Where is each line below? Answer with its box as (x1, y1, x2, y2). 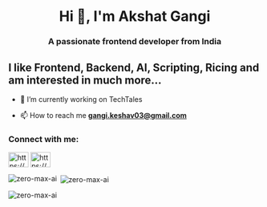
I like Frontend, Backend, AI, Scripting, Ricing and (8, 60, 260, 75)
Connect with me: (8, 133, 79, 144)
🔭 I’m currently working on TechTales (19, 94, 143, 103)
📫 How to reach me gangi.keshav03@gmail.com (19, 110, 187, 120)
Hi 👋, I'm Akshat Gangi (59, 7, 211, 26)
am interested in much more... (8, 73, 162, 87)
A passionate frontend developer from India (47, 36, 222, 47)
